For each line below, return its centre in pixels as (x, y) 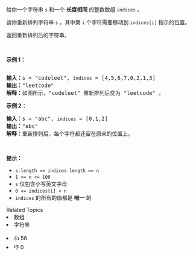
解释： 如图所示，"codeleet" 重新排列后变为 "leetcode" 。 (85, 93)
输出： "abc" (22, 126)
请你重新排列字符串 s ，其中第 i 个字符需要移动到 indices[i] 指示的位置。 (98, 22)
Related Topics (25, 210)
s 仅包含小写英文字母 (41, 184)
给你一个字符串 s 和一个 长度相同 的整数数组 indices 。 (74, 9)
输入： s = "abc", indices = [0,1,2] (57, 119)
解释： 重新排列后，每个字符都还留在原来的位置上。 (70, 134)
